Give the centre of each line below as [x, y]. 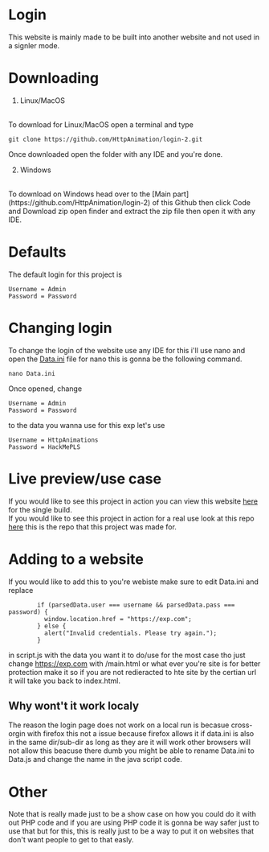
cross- [242, 725]
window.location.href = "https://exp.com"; [118, 619]
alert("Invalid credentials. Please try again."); [130, 633]
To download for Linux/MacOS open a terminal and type [101, 124]
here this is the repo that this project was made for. [92, 527]
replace [21, 590]
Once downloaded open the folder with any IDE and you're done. [116, 154]
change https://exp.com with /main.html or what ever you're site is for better [134, 663]
